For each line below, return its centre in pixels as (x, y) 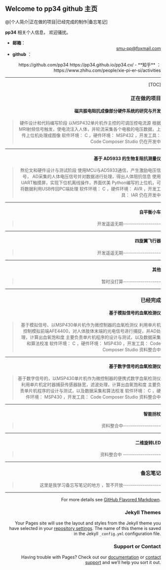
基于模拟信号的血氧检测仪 (135, 313)
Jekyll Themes (143, 512)
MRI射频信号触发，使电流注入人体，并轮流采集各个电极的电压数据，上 (90, 129)
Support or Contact (137, 546)
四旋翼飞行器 (148, 240)
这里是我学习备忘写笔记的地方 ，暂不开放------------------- (100, 485)
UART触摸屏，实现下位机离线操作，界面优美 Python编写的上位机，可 (91, 183)
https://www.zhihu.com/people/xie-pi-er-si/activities (107, 70)
